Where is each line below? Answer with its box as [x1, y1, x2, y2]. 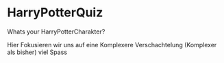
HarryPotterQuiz [7, 5, 103, 21]
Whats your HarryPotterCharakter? [7, 27, 105, 36]
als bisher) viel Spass [7, 48, 67, 56]
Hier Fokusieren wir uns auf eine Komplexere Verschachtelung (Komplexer [7, 40, 217, 49]
